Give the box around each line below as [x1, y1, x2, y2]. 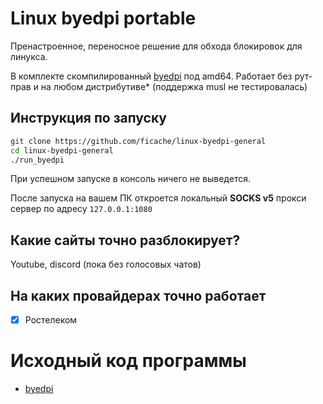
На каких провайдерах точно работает [10, 287, 267, 304]
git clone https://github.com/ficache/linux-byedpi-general [10, 136, 267, 146]
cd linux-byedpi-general [10, 145, 114, 156]
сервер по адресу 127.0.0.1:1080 [10, 203, 153, 215]
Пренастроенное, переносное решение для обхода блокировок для [10, 40, 303, 52]
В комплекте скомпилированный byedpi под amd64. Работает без [10, 70, 293, 82]
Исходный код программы [10, 350, 247, 372]
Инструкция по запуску [10, 110, 167, 127]
